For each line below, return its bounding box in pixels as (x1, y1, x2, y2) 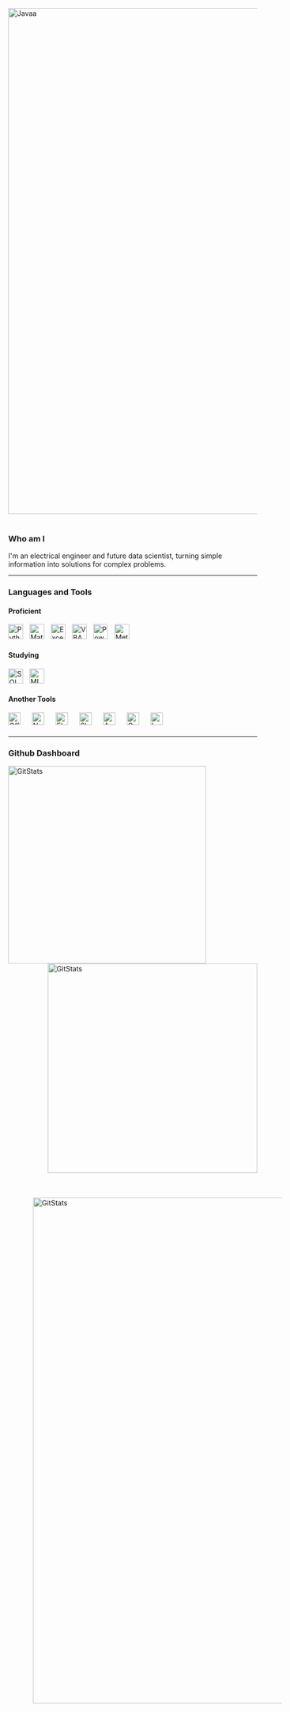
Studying (8, 650, 40, 660)
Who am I (8, 533, 45, 544)
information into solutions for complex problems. (8, 560, 167, 569)
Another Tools (8, 695, 57, 704)
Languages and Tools (8, 586, 92, 598)
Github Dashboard (8, 747, 81, 758)
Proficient (8, 606, 42, 616)
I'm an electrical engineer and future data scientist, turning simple (8, 551, 223, 560)
